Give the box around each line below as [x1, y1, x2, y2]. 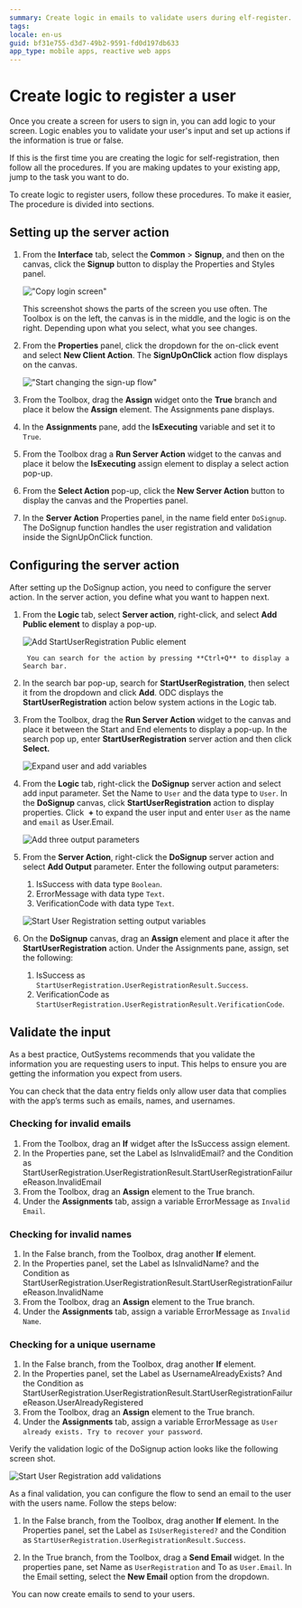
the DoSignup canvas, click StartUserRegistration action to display [22, 797, 275, 808]
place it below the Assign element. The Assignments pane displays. [22, 403, 275, 414]
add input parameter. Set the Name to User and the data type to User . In [22, 788, 288, 799]
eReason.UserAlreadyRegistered [22, 1397, 144, 1408]
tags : [9, 22, 30, 31]
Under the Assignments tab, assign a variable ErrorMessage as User [22, 1416, 279, 1427]
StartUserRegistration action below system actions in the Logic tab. [22, 696, 277, 707]
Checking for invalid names [9, 1227, 133, 1240]
